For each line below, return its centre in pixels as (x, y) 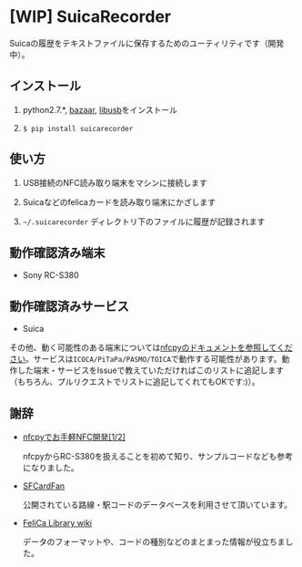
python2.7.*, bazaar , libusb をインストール (100, 109)
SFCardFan (44, 486)
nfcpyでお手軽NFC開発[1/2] (74, 437)
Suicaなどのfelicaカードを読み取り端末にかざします (119, 201)
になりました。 (50, 468)
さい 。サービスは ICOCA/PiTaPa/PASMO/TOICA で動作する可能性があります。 (146, 359)
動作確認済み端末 (57, 253)
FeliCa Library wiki (57, 523)
